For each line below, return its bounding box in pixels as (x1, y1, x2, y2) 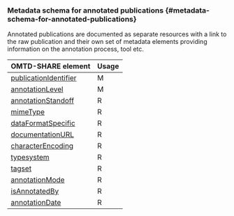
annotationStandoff (10, 96, 75, 106)
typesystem (10, 153, 50, 162)
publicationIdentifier (10, 73, 77, 83)
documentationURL (10, 130, 75, 139)
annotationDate (10, 198, 61, 208)
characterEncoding (10, 141, 74, 151)
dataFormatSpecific (10, 118, 75, 128)
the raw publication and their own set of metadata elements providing (7, 38, 207, 46)
